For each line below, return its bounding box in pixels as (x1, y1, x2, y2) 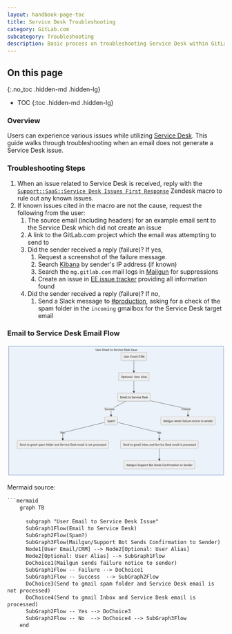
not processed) (7, 587, 51, 594)
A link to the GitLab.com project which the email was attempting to (27, 230, 217, 239)
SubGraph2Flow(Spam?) (25, 532, 88, 539)
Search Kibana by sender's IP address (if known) (37, 260, 177, 268)
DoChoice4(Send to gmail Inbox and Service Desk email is (25, 594, 196, 601)
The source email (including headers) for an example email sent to (27, 216, 216, 224)
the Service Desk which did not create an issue (27, 223, 162, 232)
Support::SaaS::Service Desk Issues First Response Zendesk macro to (17, 187, 222, 195)
